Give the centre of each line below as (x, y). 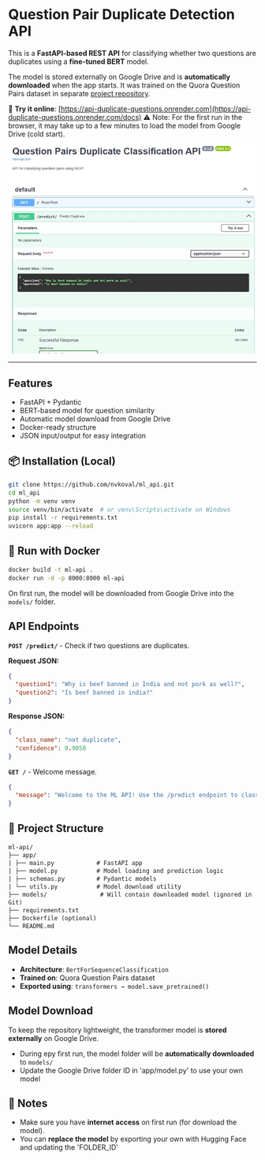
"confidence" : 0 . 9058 (51, 748)
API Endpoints (44, 627)
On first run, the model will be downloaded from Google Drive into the (121, 593)
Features (30, 383)
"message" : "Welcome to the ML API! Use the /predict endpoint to (127, 795)
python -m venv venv (42, 501)
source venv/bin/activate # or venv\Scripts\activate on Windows (119, 509)
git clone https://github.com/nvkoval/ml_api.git (91, 484)
